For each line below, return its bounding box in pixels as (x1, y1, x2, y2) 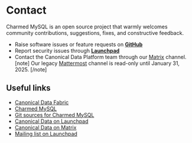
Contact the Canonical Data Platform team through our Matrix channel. (14, 53, 187, 60)
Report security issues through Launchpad (14, 47, 120, 54)
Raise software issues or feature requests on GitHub (14, 41, 143, 48)
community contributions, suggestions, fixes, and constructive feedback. (6, 29, 184, 36)
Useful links (6, 83, 51, 93)
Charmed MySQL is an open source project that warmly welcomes (6, 23, 168, 30)
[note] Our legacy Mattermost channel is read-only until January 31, (14, 60, 180, 67)
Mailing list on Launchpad (14, 130, 78, 137)
